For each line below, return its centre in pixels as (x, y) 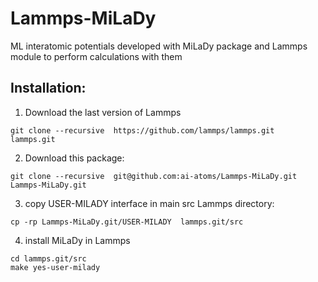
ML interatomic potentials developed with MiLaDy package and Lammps (159, 46)
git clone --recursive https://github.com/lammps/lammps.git (142, 130)
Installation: (48, 88)
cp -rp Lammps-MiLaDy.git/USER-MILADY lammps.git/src (127, 222)
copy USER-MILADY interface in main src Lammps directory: (149, 203)
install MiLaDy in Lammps (77, 240)
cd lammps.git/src (48, 258)
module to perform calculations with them (96, 56)
